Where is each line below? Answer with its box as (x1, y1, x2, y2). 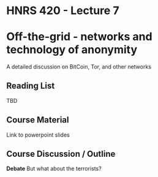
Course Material (6, 115, 69, 126)
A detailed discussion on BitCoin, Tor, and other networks (6, 62, 152, 70)
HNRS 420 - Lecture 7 (6, 4, 119, 18)
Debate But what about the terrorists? (6, 165, 102, 172)
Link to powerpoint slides (6, 131, 70, 138)
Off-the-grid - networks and (6, 30, 152, 43)
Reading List (6, 81, 55, 91)
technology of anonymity (6, 43, 138, 57)
